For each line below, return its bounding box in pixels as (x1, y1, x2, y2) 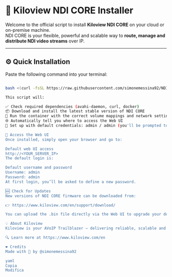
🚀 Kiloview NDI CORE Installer (5, 5, 134, 16)
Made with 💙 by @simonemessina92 (5, 249, 77, 254)
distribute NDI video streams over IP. (5, 38, 85, 44)
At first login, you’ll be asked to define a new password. (5, 179, 137, 184)
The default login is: (5, 156, 54, 161)
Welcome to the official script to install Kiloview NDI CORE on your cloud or (5, 22, 165, 28)
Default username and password (5, 165, 72, 171)
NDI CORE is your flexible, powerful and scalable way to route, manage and (5, 32, 165, 38)
